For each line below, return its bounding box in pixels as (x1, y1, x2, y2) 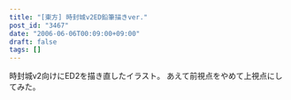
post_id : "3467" (9, 21, 69, 30)
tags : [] (9, 46, 42, 54)
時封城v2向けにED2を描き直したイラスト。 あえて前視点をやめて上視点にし (9, 71, 283, 82)
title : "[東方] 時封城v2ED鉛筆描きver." (9, 12, 149, 22)
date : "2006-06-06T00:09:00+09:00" (9, 29, 141, 38)
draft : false (9, 37, 57, 46)
